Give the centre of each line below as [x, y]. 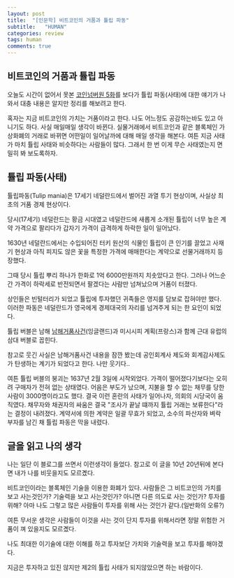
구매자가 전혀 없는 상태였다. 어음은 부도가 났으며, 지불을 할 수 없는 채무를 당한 [119, 387]
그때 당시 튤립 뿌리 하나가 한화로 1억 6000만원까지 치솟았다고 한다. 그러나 [107, 275]
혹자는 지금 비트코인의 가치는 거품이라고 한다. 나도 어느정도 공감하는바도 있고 [112, 118]
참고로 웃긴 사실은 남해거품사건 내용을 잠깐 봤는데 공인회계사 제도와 [98, 355]
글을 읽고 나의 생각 [44, 446]
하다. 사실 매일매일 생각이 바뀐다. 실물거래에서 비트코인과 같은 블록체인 [122, 127]
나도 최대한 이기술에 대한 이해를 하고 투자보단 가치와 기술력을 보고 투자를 [106, 544]
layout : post [26, 14]
